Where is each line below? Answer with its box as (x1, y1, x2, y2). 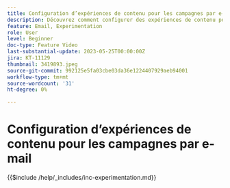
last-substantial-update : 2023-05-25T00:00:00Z (7, 49, 146, 55)
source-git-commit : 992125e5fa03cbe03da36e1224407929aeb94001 (7, 67, 188, 74)
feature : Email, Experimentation (7, 23, 103, 29)
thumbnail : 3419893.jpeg (7, 61, 78, 68)
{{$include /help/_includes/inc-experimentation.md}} (7, 174, 157, 182)
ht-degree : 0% (7, 86, 48, 93)
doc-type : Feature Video (7, 42, 78, 49)
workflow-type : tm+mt (7, 73, 69, 81)
